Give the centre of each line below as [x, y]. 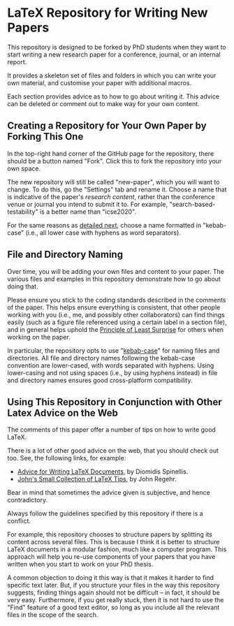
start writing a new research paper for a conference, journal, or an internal [114, 54]
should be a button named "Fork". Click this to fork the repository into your [115, 161]
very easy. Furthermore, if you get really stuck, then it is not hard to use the [116, 600]
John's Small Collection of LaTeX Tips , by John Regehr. [97, 479]
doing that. [23, 286]
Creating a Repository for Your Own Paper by [107, 126]
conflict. [19, 521]
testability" [23, 212]
